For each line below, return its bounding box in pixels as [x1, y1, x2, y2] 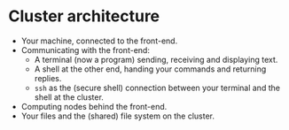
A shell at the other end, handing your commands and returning [34, 64, 267, 74]
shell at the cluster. [34, 91, 104, 103]
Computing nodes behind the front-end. [20, 101, 168, 111]
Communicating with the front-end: [20, 44, 150, 55]
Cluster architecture [8, 6, 160, 27]
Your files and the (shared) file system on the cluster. [20, 111, 215, 121]
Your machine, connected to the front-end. [20, 35, 178, 46]
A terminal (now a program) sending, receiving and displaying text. [34, 54, 278, 65]
